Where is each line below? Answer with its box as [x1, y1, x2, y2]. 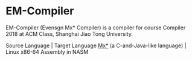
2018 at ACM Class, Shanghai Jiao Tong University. [5, 30, 133, 37]
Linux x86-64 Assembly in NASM [5, 48, 89, 55]
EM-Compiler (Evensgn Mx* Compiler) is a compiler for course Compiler [5, 24, 186, 31]
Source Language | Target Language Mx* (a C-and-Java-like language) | [5, 42, 187, 49]
